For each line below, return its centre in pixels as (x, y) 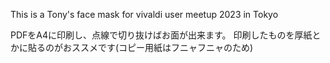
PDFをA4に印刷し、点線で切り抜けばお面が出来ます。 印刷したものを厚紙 (161, 35)
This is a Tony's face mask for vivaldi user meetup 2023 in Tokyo (144, 14)
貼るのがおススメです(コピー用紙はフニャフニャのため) (140, 47)
